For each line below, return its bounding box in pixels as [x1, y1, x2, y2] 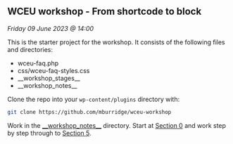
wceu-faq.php [17, 59, 59, 67]
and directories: [7, 45, 53, 53]
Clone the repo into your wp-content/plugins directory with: [7, 95, 180, 103]
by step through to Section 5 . [7, 129, 92, 137]
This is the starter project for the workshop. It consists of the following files [7, 38, 225, 46]
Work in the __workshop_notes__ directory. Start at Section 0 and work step [7, 121, 227, 129]
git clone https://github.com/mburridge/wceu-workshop [7, 108, 172, 115]
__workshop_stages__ [17, 74, 81, 82]
